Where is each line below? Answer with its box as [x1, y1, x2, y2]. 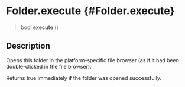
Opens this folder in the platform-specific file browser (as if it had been [6, 56, 179, 63]
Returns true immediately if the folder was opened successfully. [6, 74, 161, 81]
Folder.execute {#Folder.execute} [6, 4, 176, 18]
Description [6, 41, 50, 51]
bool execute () [20, 24, 59, 31]
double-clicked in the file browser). [6, 63, 92, 70]
